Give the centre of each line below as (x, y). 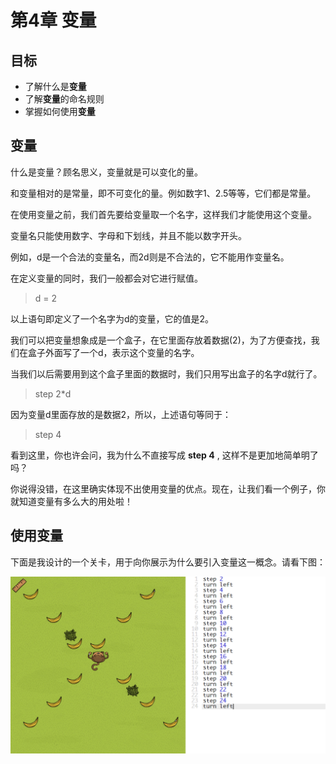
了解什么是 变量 (55, 86)
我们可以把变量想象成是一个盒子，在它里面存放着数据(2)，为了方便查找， (161, 340)
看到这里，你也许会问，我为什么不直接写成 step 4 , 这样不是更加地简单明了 (164, 455)
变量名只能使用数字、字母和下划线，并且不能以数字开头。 (128, 235)
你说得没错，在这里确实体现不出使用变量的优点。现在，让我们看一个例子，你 (168, 488)
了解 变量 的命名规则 (64, 99)
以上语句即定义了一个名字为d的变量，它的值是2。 (112, 318)
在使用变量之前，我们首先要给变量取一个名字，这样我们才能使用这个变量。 (163, 214)
